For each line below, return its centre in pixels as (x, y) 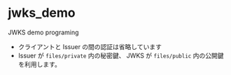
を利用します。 (40, 64)
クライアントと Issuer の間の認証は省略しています (90, 46)
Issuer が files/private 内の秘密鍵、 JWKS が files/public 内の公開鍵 (121, 55)
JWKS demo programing (43, 32)
